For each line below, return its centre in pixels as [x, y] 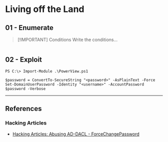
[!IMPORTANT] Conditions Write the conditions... [67, 39]
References [23, 109]
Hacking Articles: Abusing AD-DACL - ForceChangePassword [76, 134]
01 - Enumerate [29, 28]
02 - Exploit [24, 60]
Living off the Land [45, 9]
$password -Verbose [25, 88]
